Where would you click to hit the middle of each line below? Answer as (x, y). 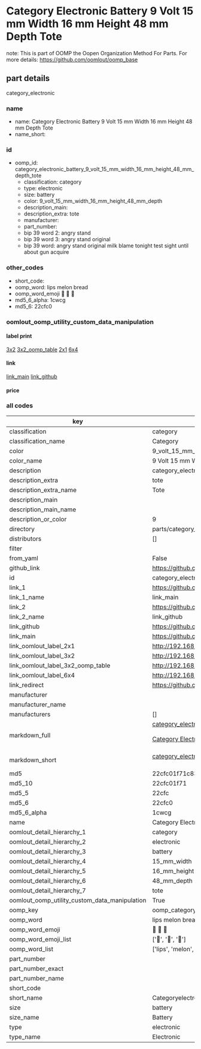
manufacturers (30, 714)
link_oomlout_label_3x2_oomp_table (60, 666)
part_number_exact (36, 969)
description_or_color (38, 519)
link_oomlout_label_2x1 (42, 646)
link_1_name (27, 597)
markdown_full (30, 735)
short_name (26, 997)
